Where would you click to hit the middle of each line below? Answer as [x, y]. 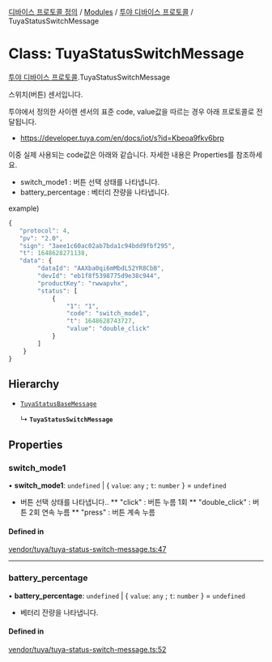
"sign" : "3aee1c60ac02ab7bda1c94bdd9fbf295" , [97, 246]
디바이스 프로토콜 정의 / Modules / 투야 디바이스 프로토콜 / [101, 12]
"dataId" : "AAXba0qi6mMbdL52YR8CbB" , [101, 269]
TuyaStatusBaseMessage [58, 404]
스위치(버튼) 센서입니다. [46, 94]
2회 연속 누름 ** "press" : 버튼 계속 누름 [92, 512]
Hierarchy [34, 384]
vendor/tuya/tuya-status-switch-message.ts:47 [88, 549]
